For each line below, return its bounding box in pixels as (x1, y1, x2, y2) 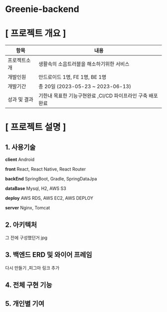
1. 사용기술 (5, 143, 36, 152)
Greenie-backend (5, 3, 80, 15)
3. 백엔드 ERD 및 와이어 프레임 (5, 251, 92, 259)
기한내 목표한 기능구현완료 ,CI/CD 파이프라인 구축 (38, 92, 148, 99)
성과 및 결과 (7, 96, 34, 103)
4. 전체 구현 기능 (5, 281, 52, 290)
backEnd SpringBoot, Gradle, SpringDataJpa (5, 176, 97, 182)
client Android (5, 156, 35, 162)
